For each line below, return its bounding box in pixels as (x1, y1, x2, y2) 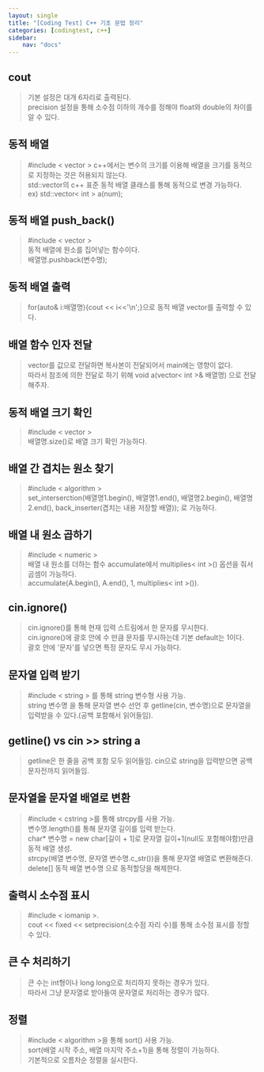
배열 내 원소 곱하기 (8, 528, 92, 542)
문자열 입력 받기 (8, 668, 81, 681)
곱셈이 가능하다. (27, 569, 77, 578)
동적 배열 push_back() (8, 214, 115, 227)
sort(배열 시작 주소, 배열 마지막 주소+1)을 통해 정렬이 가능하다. (27, 1045, 220, 1055)
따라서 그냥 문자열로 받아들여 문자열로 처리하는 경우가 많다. (27, 987, 209, 997)
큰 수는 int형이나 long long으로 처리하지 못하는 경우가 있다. (27, 978, 209, 987)
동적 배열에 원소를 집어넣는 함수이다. (27, 245, 140, 254)
